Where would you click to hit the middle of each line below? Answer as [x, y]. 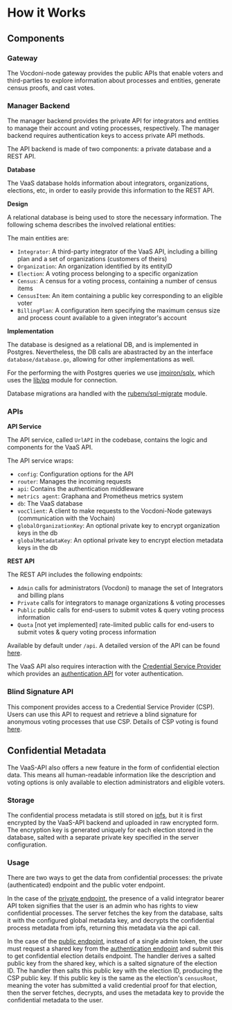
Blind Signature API [41, 692]
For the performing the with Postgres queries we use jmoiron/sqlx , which [111, 373]
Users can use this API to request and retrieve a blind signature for [102, 714]
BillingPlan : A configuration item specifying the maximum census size [118, 310]
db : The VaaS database [50, 504]
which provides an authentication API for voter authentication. [95, 674]
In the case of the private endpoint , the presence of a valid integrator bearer [116, 898]
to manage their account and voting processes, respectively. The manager [113, 128]
